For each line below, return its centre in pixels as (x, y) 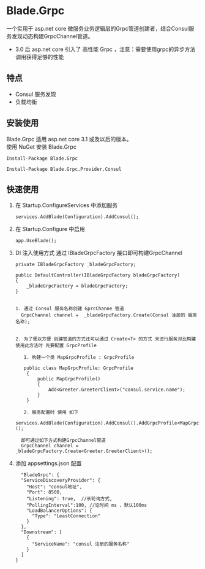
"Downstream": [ (42, 532)
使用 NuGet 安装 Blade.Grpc (41, 147)
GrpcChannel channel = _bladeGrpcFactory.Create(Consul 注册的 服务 (109, 315)
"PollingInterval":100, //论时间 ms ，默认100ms (87, 505)
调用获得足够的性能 (39, 57)
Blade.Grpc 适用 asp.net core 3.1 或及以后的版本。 (69, 139)
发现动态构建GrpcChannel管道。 (52, 36)
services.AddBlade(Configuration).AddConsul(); (77, 217)
